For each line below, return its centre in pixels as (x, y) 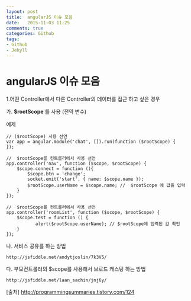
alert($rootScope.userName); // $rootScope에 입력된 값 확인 (108, 224)
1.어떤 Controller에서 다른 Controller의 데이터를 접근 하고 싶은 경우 (83, 99)
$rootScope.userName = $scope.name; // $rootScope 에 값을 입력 (106, 185)
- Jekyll (17, 50)
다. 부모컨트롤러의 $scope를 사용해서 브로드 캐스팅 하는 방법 (76, 269)
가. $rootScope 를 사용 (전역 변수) (46, 111)
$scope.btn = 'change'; (56, 174)
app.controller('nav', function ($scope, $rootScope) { (76, 164)
